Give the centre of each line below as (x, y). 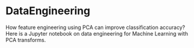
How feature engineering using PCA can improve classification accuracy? (95, 27)
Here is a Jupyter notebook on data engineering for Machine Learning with (97, 33)
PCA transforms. (26, 40)
